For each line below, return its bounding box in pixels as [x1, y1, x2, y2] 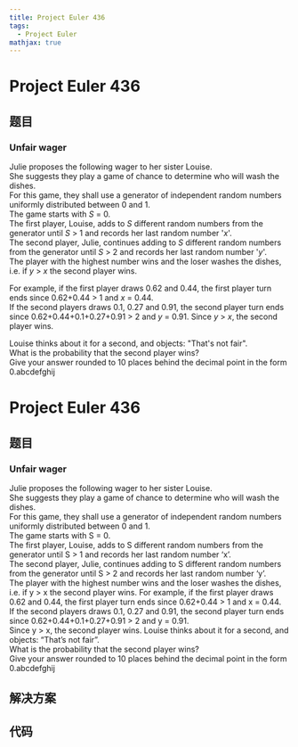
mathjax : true [9, 37, 62, 47]
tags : [9, 21, 29, 30]
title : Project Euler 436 [9, 12, 105, 22]
